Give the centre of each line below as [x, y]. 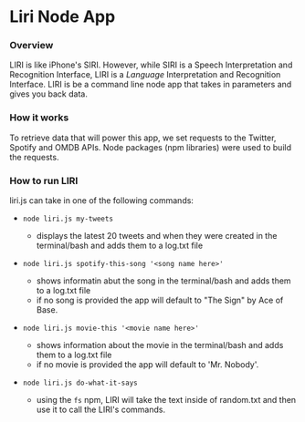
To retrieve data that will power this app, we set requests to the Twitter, [143, 138]
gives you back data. [49, 94]
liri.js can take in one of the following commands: [102, 201]
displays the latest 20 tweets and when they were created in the [157, 236]
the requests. [34, 157]
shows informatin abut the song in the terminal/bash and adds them [163, 281]
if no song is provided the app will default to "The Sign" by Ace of [160, 300]
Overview [32, 46]
